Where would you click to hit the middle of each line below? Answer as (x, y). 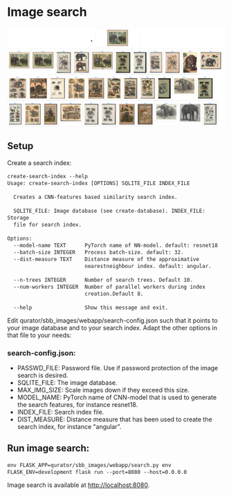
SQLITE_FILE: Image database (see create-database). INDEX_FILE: (110, 211)
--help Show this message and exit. (91, 307)
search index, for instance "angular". (70, 426)
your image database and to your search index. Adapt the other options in (112, 327)
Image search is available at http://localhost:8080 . (78, 485)
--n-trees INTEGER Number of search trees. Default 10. (103, 280)
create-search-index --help (48, 176)
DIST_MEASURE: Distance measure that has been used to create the (114, 419)
